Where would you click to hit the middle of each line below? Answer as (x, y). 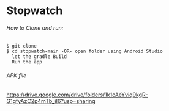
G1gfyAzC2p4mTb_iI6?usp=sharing (51, 101)
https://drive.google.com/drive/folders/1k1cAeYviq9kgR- (77, 95)
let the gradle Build (39, 57)
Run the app (27, 62)
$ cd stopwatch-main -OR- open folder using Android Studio (85, 52)
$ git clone (21, 46)
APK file (17, 75)
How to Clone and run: (35, 27)
